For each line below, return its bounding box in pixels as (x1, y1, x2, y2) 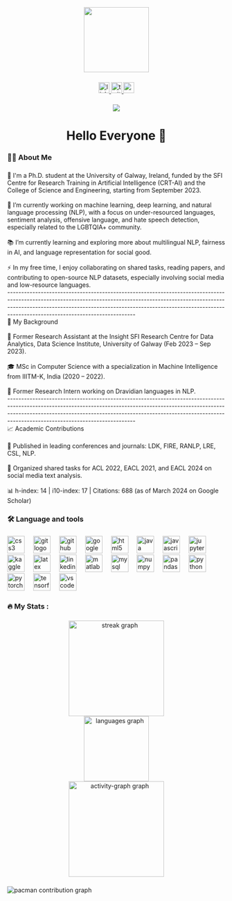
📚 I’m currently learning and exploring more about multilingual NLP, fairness (7, 238, 226, 246)
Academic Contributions (15, 424, 84, 433)
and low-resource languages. (7, 281, 91, 289)
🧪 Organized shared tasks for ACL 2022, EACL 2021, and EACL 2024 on (7, 463, 213, 472)
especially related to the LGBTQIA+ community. (7, 222, 142, 231)
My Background (12, 317, 59, 326)
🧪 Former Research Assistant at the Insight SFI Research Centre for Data (7, 332, 214, 340)
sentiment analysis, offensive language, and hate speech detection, (7, 215, 199, 224)
